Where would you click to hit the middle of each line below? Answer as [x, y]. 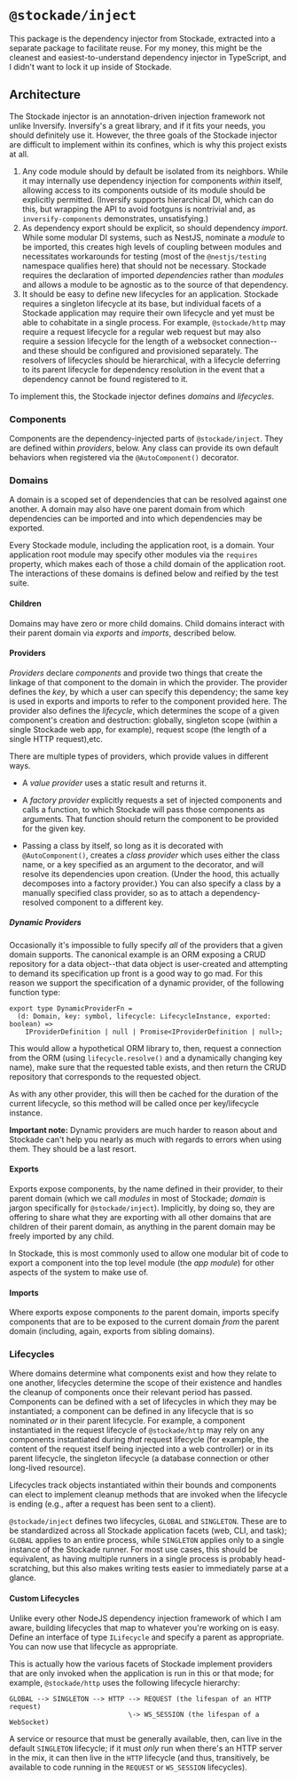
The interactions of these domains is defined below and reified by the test [144, 574]
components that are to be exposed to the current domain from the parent [144, 1322]
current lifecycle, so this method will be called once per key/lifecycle [134, 1103]
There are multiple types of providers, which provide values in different [139, 756]
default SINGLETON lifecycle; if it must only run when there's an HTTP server [146, 1748]
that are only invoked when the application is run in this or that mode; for [142, 1673]
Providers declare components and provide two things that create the [136, 673]
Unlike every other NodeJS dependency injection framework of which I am [145, 1618]
